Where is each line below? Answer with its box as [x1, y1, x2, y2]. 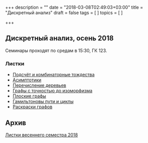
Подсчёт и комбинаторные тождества [12, 72, 95, 78]
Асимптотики [12, 77, 42, 83]
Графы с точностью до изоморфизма [12, 88, 93, 94]
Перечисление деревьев [12, 82, 66, 88]
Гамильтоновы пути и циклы [12, 99, 74, 105]
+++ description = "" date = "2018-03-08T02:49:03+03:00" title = [5, 5, 143, 10]
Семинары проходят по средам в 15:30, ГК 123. [5, 47, 107, 54]
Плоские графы [12, 93, 46, 99]
